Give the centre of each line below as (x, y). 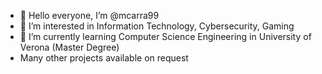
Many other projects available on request (104, 58)
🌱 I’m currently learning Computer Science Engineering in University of (165, 36)
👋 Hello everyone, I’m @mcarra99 (89, 15)
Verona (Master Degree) (69, 47)
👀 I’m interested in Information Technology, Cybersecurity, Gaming (157, 26)
